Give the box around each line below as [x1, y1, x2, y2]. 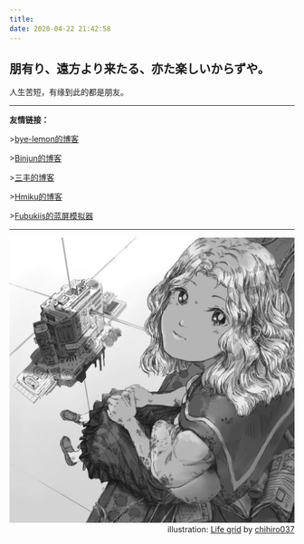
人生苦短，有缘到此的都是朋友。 [9, 87, 128, 98]
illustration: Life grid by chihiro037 [166, 524, 295, 535]
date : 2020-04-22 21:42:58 [9, 24, 111, 33]
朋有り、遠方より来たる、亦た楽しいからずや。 [9, 61, 271, 76]
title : [9, 14, 34, 24]
